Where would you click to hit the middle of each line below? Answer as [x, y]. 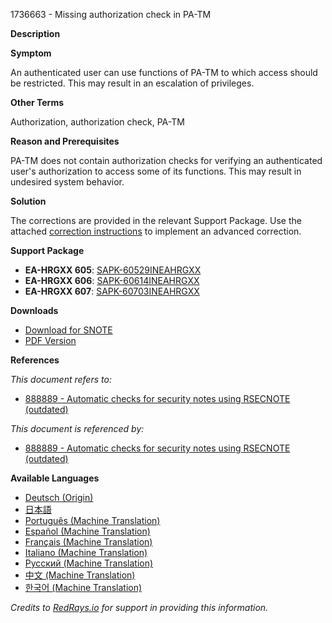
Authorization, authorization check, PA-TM [97, 122]
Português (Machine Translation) [92, 520]
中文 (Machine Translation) [80, 575]
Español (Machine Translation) [87, 531]
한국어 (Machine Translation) [83, 587]
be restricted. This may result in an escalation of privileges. [132, 83]
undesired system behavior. [67, 182]
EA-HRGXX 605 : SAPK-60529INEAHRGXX [113, 270]
